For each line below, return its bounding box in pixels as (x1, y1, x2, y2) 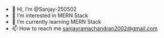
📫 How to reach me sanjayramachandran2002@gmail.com (11, 25, 158, 32)
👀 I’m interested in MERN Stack (11, 12, 88, 19)
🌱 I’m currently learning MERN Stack (11, 18, 101, 25)
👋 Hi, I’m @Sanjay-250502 (11, 6, 77, 12)
